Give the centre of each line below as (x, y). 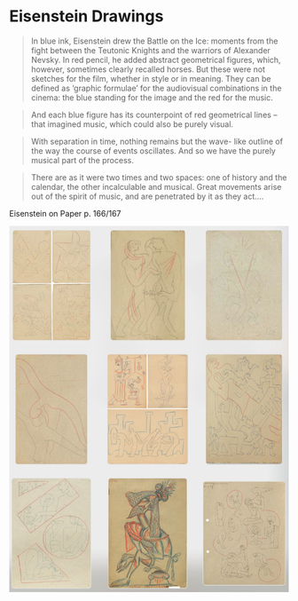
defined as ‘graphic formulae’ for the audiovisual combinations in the (156, 88)
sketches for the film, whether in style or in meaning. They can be (151, 78)
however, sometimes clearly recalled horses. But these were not (148, 69)
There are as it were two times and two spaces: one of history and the (159, 177)
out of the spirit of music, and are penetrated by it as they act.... (147, 196)
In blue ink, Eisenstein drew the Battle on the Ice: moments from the (154, 41)
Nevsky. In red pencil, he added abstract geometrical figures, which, (156, 59)
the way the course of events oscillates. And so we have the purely (153, 150)
